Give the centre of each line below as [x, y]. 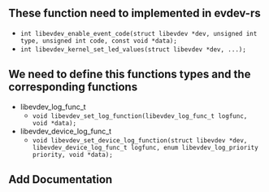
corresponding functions [73, 87]
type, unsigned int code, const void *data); [98, 41]
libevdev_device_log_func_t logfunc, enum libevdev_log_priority [145, 147]
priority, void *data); [73, 155]
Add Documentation [61, 179]
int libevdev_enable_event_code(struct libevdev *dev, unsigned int [139, 33]
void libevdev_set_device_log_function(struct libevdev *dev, [140, 140]
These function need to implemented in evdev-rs [135, 13]
